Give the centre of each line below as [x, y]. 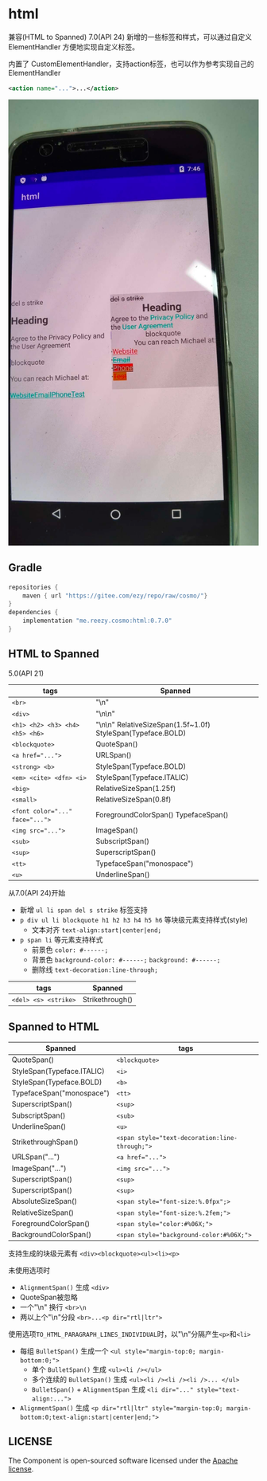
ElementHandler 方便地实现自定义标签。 [74, 47]
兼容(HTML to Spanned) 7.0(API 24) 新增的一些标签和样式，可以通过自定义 [130, 37]
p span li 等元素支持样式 [61, 940]
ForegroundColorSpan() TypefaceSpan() [162, 815]
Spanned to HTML [54, 1027]
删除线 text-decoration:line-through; [95, 970]
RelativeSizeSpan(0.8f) [133, 799]
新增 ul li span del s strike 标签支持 [84, 910]
